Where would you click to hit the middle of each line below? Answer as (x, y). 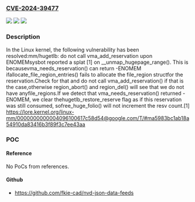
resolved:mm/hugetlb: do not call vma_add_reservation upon (79, 56)
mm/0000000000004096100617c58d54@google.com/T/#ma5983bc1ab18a (98, 118)
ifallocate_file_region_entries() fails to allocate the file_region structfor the (95, 74)
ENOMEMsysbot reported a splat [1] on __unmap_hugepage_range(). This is (97, 62)
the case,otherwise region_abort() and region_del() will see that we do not (95, 87)
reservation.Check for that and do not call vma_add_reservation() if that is (95, 81)
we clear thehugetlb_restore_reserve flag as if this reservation (107, 99)
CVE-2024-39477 (32, 8)
